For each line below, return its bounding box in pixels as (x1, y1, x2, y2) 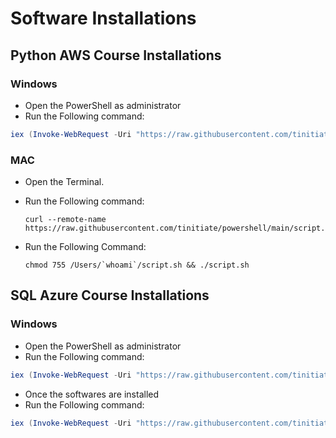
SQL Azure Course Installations (10, 287, 210, 304)
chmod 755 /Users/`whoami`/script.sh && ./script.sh (24, 260, 250, 271)
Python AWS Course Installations (10, 47, 222, 64)
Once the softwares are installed (24, 388, 160, 400)
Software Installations (10, 7, 197, 30)
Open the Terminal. (24, 176, 105, 188)
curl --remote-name (24, 215, 107, 225)
